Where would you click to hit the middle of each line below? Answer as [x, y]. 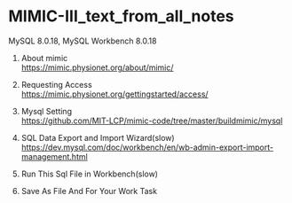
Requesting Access [56, 84]
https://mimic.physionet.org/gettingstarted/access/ [115, 94]
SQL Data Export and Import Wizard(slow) [98, 137]
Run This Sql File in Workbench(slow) [90, 174]
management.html [54, 156]
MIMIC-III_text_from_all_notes [121, 16]
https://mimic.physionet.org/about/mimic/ [97, 67]
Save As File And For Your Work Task [89, 191]
